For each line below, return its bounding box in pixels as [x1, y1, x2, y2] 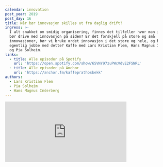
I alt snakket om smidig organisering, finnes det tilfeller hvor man [9, 30, 155, 34]
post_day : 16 [5, 16, 32, 21]
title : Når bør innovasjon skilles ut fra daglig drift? [5, 20, 123, 26]
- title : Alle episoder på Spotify [9, 57, 81, 61]
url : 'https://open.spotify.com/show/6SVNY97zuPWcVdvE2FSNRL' [14, 61, 142, 66]
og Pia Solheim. [9, 47, 42, 52]
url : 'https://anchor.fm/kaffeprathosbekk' [14, 70, 103, 75]
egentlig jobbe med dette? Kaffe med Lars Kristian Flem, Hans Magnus [9, 43, 155, 48]
